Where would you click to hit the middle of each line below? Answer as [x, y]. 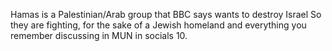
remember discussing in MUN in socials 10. [99, 35]
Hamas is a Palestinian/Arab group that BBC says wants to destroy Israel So [166, 14]
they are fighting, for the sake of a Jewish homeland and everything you [158, 25]
